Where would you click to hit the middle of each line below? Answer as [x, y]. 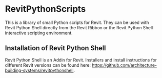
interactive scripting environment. [39, 33]
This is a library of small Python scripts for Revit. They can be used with [77, 22]
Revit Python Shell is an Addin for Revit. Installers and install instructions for [81, 60]
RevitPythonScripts [46, 9]
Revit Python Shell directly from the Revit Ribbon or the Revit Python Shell [79, 27]
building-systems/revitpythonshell [40, 70]
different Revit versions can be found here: [48, 65]
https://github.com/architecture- [124, 65]
